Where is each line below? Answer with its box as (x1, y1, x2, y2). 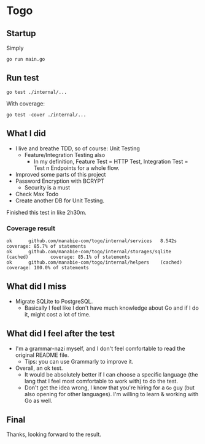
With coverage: (6, 99, 45, 107)
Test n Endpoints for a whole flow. (33, 164, 120, 172)
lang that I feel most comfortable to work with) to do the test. (24, 377, 178, 385)
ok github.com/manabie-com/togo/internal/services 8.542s (6, 237, 177, 244)
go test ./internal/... (6, 89, 68, 95)
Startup (6, 28, 36, 39)
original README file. (15, 351, 69, 359)
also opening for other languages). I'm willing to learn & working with (24, 390, 199, 397)
